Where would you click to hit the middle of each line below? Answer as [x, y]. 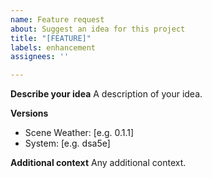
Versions [29, 113]
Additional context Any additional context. [98, 163]
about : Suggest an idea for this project [98, 29]
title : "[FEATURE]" [51, 38]
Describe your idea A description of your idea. [106, 94]
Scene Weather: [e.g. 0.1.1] [79, 133]
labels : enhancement [53, 47]
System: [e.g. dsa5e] [67, 143]
